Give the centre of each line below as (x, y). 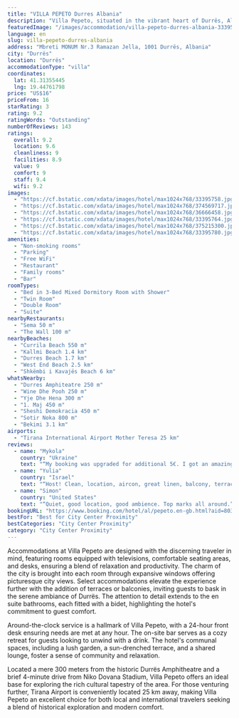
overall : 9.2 (33, 140)
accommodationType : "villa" (49, 67)
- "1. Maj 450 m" (39, 405)
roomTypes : (23, 286)
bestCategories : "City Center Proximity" (70, 524)
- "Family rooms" (39, 272)
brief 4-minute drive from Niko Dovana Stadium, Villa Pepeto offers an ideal (118, 677)
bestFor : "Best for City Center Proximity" (73, 517)
